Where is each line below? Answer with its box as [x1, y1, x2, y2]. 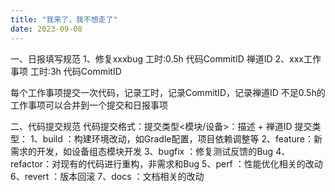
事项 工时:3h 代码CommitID [10, 65, 122, 77]
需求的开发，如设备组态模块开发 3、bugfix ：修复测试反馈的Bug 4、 [10, 145, 291, 157]
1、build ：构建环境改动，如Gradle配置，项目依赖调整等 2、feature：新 [29, 132, 323, 145]
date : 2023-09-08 [10, 24, 83, 34]
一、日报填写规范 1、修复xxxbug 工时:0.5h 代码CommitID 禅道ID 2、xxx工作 [10, 52, 322, 65]
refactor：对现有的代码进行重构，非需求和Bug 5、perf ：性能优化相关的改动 [10, 157, 323, 170]
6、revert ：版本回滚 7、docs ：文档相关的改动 [10, 170, 205, 182]
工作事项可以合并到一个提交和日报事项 [10, 99, 168, 111]
